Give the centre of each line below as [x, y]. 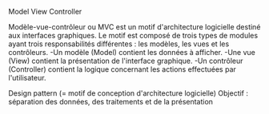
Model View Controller [45, 12]
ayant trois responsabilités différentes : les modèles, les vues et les [119, 44]
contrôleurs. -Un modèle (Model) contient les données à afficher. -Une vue [132, 52]
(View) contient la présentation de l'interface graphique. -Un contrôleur [126, 61]
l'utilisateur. [27, 78]
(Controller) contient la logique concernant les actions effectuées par [122, 69]
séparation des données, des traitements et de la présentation [111, 102]
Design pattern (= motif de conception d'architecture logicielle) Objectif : [128, 93]
